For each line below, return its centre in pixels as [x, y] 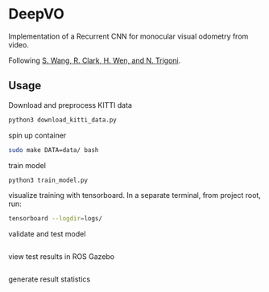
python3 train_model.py [48, 180]
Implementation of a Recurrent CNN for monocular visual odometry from [128, 36]
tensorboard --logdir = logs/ [56, 219]
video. [19, 44]
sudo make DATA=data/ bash [54, 150]
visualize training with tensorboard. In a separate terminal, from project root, [135, 195]
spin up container [37, 135]
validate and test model [47, 234]
